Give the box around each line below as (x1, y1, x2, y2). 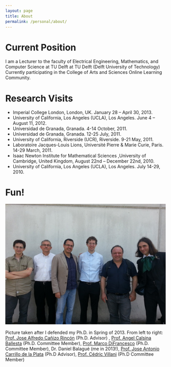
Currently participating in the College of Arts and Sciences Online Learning (5, 69, 162, 75)
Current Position (5, 41, 76, 53)
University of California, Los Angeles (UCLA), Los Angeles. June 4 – (12, 115, 155, 121)
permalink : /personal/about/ (5, 19, 67, 24)
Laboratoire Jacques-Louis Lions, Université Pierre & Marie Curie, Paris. (12, 142, 164, 148)
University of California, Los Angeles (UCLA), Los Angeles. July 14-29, (12, 164, 160, 170)
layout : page (5, 8, 33, 13)
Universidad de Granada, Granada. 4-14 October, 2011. (12, 125, 128, 132)
